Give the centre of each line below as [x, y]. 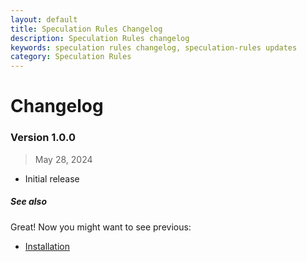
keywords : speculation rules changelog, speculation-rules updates [154, 47]
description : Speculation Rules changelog [100, 38]
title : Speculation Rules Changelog [86, 29]
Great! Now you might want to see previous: [101, 227]
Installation [47, 246]
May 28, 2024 [63, 159]
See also [29, 202]
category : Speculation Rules [71, 57]
